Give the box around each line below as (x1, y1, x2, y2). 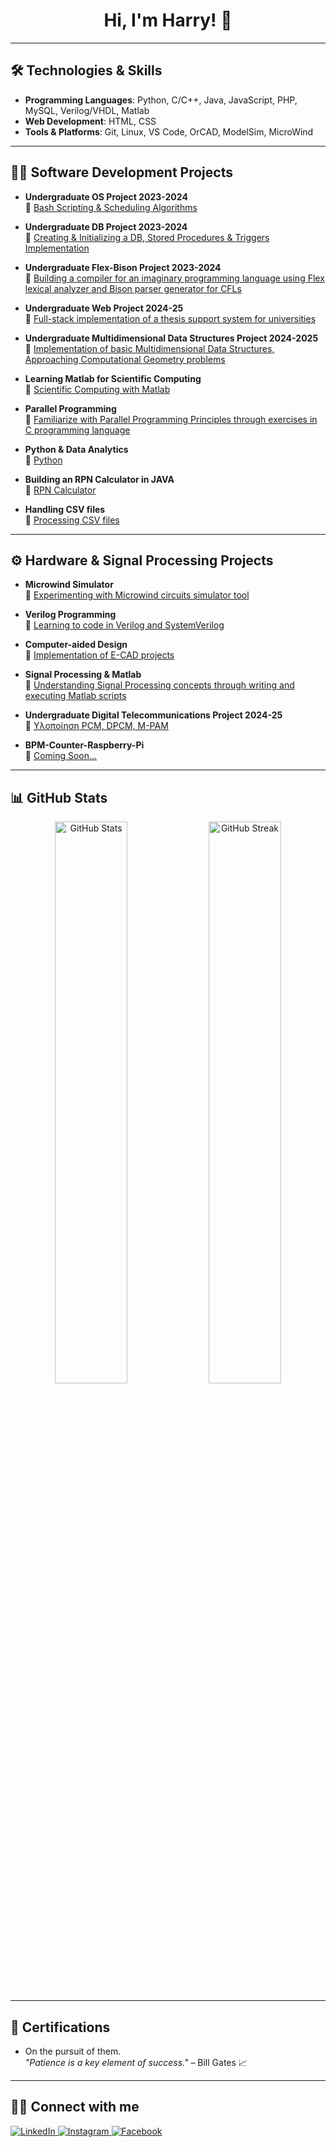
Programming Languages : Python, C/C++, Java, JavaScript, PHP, (24, 94, 298, 106)
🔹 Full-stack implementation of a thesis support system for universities (24, 312, 317, 324)
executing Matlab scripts (24, 690, 127, 702)
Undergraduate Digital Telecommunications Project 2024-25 (24, 709, 283, 721)
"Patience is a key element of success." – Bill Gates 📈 (24, 2057, 248, 2068)
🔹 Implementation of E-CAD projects (24, 649, 175, 661)
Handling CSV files (24, 503, 106, 515)
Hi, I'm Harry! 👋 (103, 9, 233, 32)
